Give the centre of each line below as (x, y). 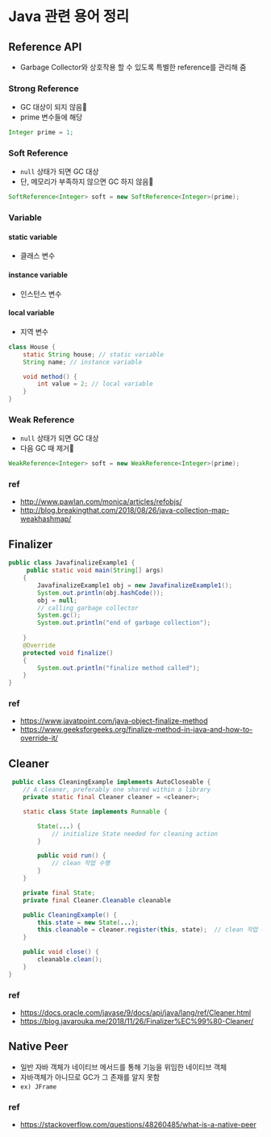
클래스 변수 (38, 256)
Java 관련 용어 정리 (69, 17)
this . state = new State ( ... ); (88, 923)
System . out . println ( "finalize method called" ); (119, 668)
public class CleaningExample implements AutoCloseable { (111, 782)
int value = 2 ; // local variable (95, 384)
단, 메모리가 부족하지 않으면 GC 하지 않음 (87, 181)
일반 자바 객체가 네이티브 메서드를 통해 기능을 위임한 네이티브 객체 (123, 1067)
